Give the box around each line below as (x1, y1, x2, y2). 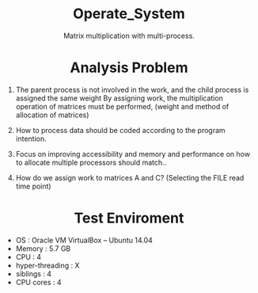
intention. (15, 134, 47, 143)
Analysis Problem (70, 59, 188, 77)
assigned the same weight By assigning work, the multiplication (15, 93, 223, 103)
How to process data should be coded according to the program (15, 125, 226, 135)
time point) (15, 181, 51, 191)
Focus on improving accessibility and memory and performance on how (15, 149, 251, 158)
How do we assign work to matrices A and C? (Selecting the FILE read (15, 173, 245, 182)
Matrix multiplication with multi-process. (63, 31, 195, 40)
